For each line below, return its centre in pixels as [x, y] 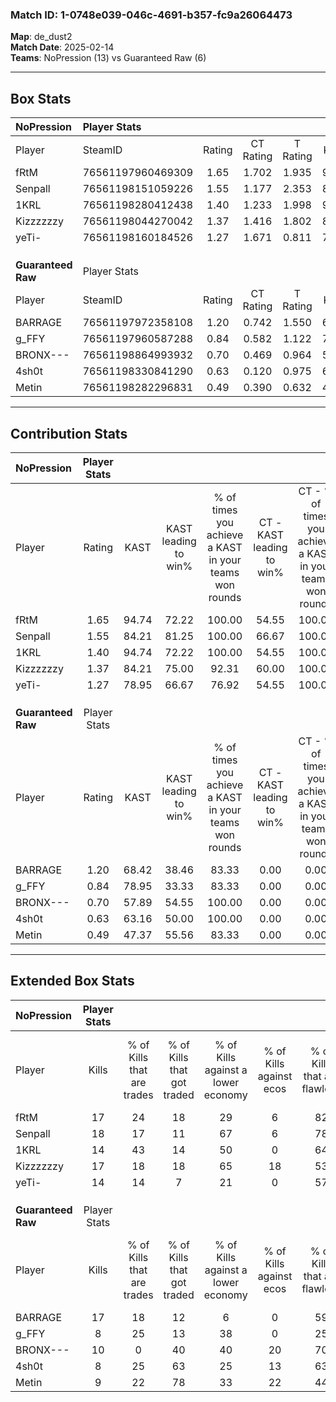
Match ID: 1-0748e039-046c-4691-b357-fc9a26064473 [151, 15]
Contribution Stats [69, 433]
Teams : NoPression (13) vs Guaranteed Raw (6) [108, 58]
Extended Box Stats [72, 981]
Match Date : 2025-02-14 [62, 47]
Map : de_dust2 [41, 37]
